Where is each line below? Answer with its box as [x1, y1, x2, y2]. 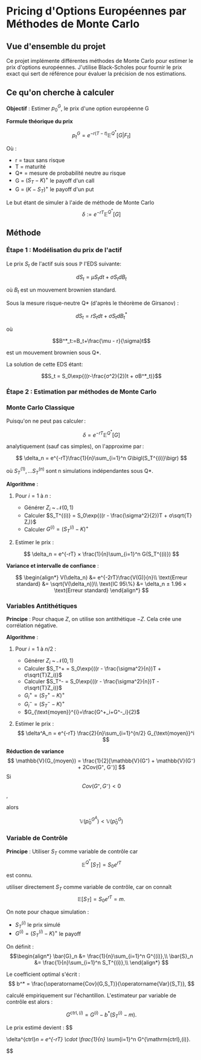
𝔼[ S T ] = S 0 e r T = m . [77, 894, 126, 904]
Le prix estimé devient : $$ [6, 1024, 73, 1032]
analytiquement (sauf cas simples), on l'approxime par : [6, 443, 144, 450]
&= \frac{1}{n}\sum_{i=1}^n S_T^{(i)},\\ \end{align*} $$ [34, 959, 169, 966]
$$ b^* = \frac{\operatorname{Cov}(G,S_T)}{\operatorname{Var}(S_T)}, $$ [8, 980, 195, 987]
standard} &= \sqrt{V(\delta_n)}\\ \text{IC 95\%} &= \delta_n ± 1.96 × [16, 580, 187, 588]
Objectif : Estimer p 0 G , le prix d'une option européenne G [6, 103, 149, 113]
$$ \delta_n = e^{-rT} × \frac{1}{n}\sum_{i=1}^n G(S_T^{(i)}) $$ [24, 550, 179, 558]
